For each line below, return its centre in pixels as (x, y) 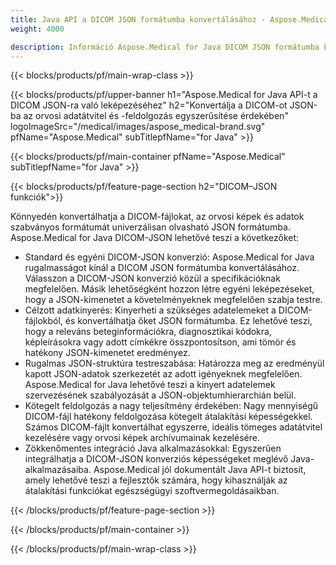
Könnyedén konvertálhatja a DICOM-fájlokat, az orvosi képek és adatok (157, 217)
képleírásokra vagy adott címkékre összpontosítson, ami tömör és (160, 342)
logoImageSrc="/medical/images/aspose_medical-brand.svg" (138, 127)
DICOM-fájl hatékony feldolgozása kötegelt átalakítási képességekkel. (168, 417)
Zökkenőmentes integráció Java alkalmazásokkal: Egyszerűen (153, 448)
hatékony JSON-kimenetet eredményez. (107, 353)
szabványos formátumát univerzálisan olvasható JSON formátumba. (150, 227)
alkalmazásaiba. (58, 470)
